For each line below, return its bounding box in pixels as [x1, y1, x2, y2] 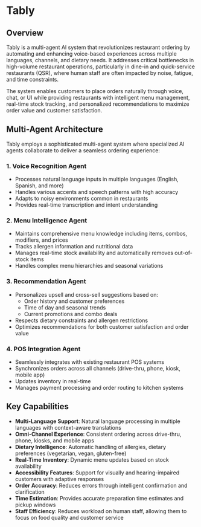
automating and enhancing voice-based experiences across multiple [6, 50, 177, 57]
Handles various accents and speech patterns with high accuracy [14, 189, 179, 196]
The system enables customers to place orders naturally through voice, [6, 88, 184, 94]
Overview [6, 28, 44, 38]
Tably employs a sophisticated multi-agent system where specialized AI [6, 140, 185, 147]
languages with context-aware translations [14, 424, 122, 431]
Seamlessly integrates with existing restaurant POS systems [14, 358, 165, 366]
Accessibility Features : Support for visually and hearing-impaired [14, 469, 180, 476]
